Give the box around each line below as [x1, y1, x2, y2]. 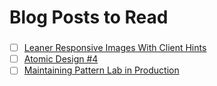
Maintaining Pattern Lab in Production [23, 64, 180, 76]
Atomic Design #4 [23, 53, 99, 65]
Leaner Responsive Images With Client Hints [23, 42, 207, 54]
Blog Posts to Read [9, 6, 169, 29]
